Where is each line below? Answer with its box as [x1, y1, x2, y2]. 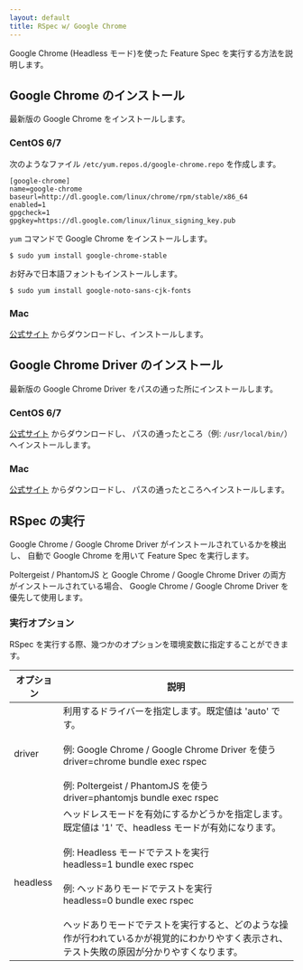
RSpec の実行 [9, 513, 86, 529]
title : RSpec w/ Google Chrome [9, 22, 127, 31]
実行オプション [9, 617, 75, 629]
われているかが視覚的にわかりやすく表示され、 [89, 932, 289, 945]
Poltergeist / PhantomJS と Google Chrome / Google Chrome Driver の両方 [9, 570, 287, 580]
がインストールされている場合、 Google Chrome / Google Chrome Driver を [9, 580, 289, 592]
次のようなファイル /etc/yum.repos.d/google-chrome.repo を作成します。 [9, 158, 281, 169]
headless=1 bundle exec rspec [62, 858, 194, 871]
